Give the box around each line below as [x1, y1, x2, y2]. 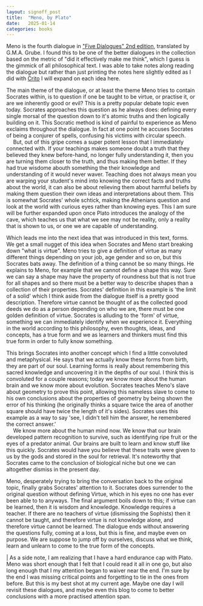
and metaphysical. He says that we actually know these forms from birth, [6, 356, 189, 363]
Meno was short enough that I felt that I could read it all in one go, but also [6, 560, 192, 568]
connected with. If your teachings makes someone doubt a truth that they [6, 145, 190, 152]
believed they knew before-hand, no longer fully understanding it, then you [6, 151, 194, 159]
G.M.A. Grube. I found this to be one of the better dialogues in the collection [6, 49, 196, 57]
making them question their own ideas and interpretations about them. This [6, 190, 194, 198]
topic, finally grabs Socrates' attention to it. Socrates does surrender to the [6, 484, 193, 492]
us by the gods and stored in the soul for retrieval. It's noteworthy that [6, 453, 181, 460]
